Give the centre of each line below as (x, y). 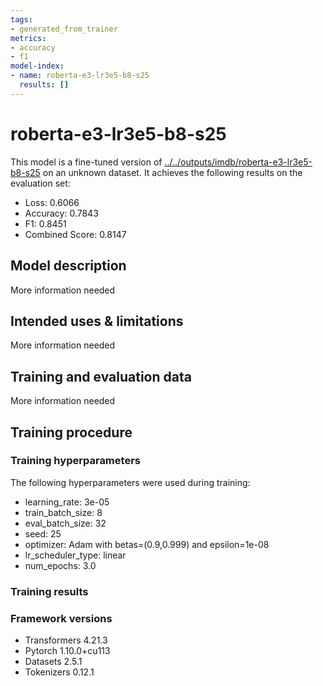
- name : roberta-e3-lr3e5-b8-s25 (80, 76)
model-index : (37, 66)
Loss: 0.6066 (52, 202)
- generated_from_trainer (64, 29)
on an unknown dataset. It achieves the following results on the (172, 172)
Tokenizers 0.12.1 (59, 672)
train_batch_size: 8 (63, 512)
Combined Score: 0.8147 (75, 234)
